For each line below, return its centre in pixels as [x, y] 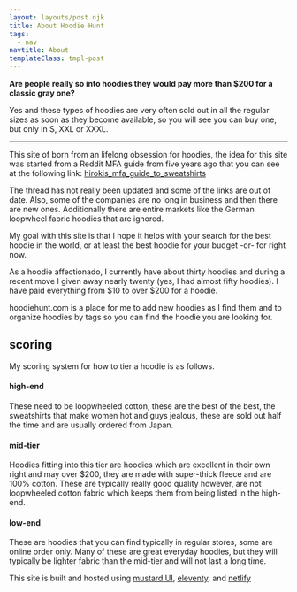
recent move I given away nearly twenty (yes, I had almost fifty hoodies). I [144, 281]
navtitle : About [39, 50]
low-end [25, 522]
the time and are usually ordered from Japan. [91, 425]
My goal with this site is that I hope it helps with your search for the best [140, 236]
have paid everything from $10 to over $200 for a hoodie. [114, 290]
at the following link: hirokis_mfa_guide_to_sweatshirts [107, 173]
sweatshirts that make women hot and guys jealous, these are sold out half [145, 416]
